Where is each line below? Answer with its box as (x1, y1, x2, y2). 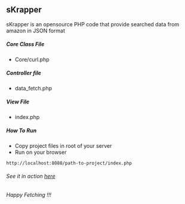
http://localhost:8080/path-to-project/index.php (6, 160, 132, 166)
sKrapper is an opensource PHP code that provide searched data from (6, 20, 180, 28)
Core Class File (6, 41, 45, 48)
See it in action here (6, 173, 55, 180)
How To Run (6, 127, 37, 134)
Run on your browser (14, 148, 67, 156)
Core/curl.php (14, 56, 50, 63)
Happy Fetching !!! (6, 191, 52, 198)
